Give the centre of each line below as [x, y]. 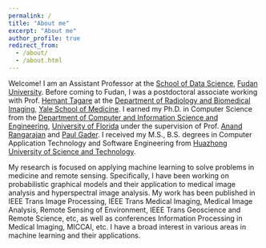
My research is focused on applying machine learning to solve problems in [131, 167]
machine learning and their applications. [75, 235]
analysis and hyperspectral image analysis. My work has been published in [132, 193]
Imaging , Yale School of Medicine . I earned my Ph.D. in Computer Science [131, 108]
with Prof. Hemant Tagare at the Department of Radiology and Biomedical [129, 100]
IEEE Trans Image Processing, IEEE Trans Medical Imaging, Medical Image [131, 201]
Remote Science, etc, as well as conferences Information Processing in [125, 218]
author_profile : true [44, 38]
